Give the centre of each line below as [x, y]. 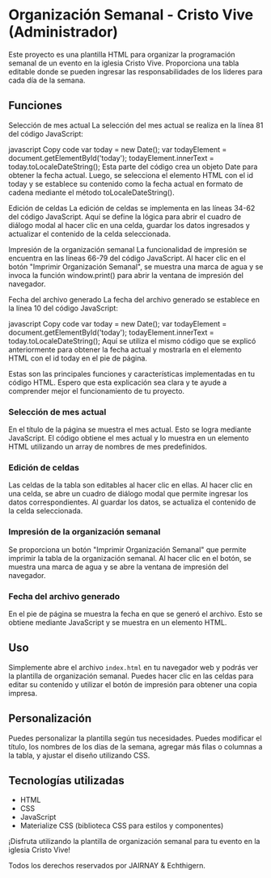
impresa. [23, 693]
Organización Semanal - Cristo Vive [131, 15]
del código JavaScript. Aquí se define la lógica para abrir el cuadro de [125, 217]
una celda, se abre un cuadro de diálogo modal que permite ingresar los [129, 494]
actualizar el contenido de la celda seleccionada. [90, 234]
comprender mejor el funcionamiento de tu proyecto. [96, 390]
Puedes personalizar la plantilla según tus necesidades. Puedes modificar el [135, 738]
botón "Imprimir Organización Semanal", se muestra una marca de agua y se [136, 266]
